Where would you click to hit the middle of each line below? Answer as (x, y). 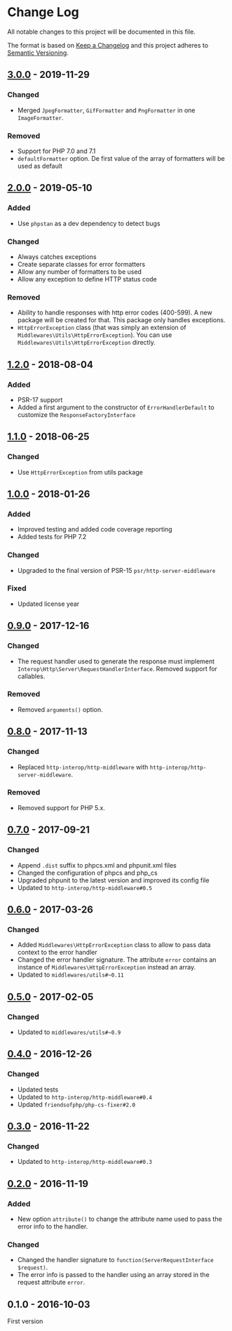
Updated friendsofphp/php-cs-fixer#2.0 (76, 1104)
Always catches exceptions (57, 256)
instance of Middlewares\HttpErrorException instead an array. (107, 967)
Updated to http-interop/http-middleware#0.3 (85, 1162)
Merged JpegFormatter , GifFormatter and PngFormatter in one (106, 110)
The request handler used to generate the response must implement (116, 661)
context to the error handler (57, 953)
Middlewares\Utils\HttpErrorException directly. (86, 343)
